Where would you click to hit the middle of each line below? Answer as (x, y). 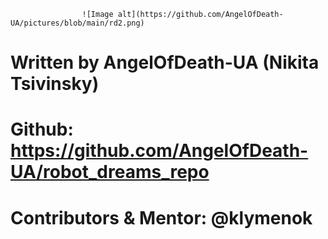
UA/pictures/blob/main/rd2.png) (77, 23)
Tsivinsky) (55, 84)
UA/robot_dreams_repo (110, 172)
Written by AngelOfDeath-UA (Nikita (165, 62)
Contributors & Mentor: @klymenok (161, 217)
